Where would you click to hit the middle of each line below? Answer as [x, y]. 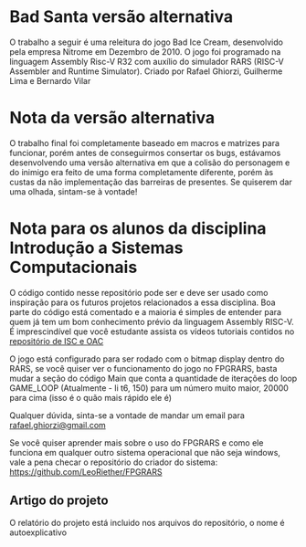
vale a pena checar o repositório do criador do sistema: [114, 462]
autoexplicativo [38, 532]
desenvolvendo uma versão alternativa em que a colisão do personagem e [150, 163]
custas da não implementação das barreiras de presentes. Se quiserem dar [151, 182]
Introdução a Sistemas [96, 248]
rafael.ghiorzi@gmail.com [58, 425]
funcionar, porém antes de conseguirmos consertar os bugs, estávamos [145, 153]
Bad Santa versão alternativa [121, 17]
